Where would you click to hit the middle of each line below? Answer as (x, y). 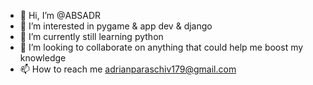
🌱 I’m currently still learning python (91, 36)
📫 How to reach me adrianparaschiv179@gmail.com (128, 69)
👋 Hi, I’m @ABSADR (60, 15)
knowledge (43, 58)
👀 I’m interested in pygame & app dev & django (116, 26)
